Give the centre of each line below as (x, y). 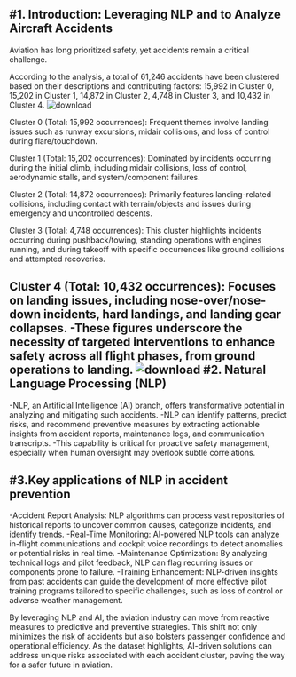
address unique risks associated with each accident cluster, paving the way (147, 656)
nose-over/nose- (218, 301)
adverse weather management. (66, 601)
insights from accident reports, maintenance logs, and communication (137, 434)
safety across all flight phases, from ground (132, 356)
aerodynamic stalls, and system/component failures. (105, 177)
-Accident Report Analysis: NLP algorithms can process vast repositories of (147, 515)
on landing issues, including (89, 301)
